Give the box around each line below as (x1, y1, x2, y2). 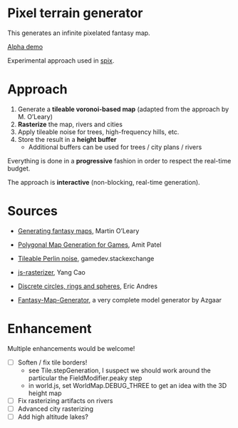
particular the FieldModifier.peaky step (28, 373, 143, 382)
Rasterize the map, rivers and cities (17, 120, 123, 128)
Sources (7, 203, 58, 219)
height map (28, 389, 62, 397)
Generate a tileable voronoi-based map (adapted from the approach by (17, 105, 229, 113)
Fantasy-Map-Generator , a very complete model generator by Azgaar (17, 295, 222, 304)
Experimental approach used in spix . (7, 56, 115, 65)
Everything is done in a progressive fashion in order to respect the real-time (7, 156, 232, 165)
